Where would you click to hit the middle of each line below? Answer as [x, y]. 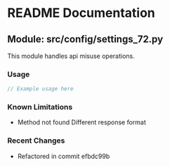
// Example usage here [40, 89]
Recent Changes [36, 141]
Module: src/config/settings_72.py [85, 39]
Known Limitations [40, 107]
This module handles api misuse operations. [71, 56]
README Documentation [81, 13]
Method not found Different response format [81, 122]
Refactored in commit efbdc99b [64, 156]
